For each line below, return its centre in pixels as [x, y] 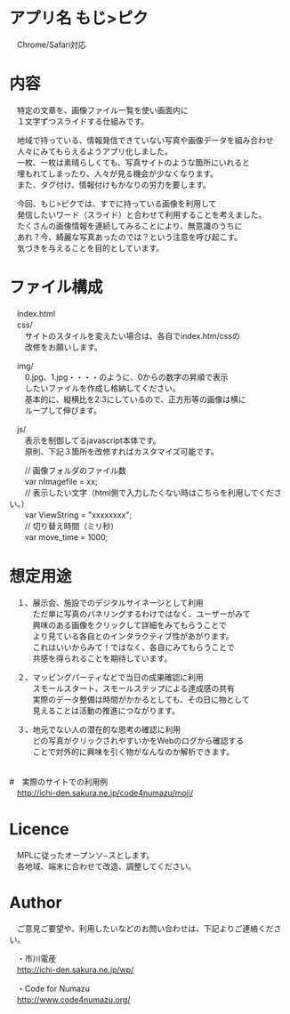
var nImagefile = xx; [61, 481]
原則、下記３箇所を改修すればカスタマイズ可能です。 [122, 451]
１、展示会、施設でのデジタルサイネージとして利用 [110, 602]
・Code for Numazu [53, 988]
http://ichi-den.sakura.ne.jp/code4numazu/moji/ [105, 793]
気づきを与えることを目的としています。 [90, 248]
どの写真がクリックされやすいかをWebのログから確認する [138, 740]
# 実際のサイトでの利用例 [59, 781]
